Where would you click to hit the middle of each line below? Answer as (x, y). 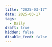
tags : (11, 19)
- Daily (17, 23)
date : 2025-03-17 (23, 14)
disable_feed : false (26, 37)
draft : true (17, 28)
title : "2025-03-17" (26, 10)
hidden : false (20, 32)
